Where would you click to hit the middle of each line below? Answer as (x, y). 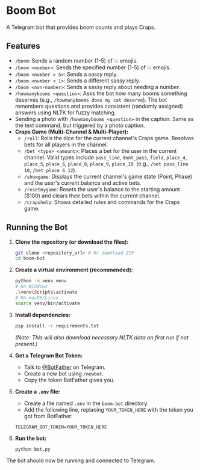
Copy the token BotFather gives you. (69, 380)
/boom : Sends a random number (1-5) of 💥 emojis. (76, 60)
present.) (26, 344)
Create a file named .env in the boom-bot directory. (86, 403)
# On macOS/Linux (37, 298)
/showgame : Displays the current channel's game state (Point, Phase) (108, 176)
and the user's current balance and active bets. (83, 183)
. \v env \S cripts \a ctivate (46, 292)
